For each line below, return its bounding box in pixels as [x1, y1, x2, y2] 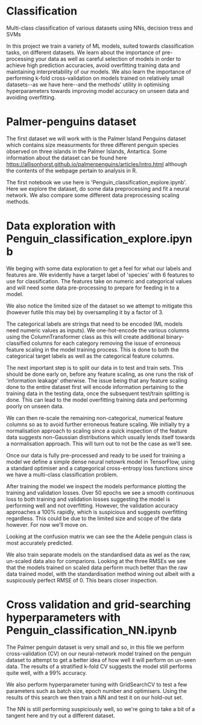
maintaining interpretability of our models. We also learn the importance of [6, 68, 192, 75]
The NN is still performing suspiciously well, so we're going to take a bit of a [6, 705, 195, 712]
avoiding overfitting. [6, 94, 56, 101]
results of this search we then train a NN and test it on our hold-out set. [6, 694, 183, 701]
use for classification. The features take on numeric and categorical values [6, 277, 192, 285]
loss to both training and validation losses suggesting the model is [6, 495, 171, 503]
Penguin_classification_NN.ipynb [6, 623, 177, 637]
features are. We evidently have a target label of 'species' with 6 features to [6, 271, 195, 279]
